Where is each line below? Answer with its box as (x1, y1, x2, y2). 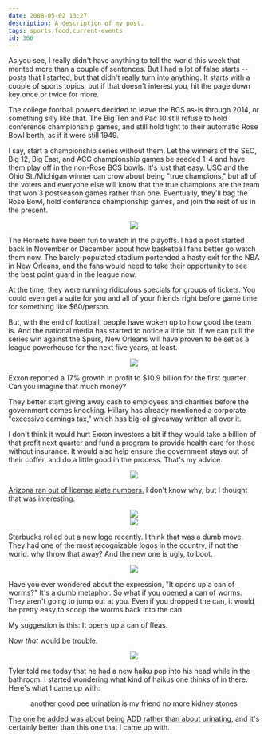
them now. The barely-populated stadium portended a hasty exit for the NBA (8, 253, 260, 262)
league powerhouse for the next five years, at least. (8, 343, 178, 352)
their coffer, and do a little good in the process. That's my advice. (8, 455, 223, 465)
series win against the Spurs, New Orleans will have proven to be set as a (8, 334, 250, 344)
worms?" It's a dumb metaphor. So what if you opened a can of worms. (8, 588, 242, 598)
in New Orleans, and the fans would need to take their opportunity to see (8, 261, 248, 271)
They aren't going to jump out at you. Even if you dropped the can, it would (8, 596, 255, 606)
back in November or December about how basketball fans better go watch (8, 244, 256, 254)
